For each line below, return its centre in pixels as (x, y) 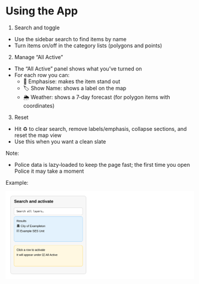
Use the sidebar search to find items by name (70, 39)
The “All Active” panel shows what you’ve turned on (78, 68)
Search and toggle (37, 28)
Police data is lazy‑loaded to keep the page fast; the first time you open (102, 164)
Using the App (42, 11)
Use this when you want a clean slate (60, 141)
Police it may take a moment (49, 171)
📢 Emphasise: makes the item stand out (72, 81)
